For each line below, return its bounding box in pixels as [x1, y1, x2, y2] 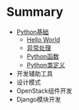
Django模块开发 [16, 95, 61, 103]
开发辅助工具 [16, 69, 53, 78]
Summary [6, 4, 63, 20]
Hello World [26, 35, 60, 43]
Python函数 [26, 52, 60, 60]
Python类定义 [26, 60, 66, 69]
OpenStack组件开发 [16, 87, 73, 95]
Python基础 [16, 27, 49, 36]
